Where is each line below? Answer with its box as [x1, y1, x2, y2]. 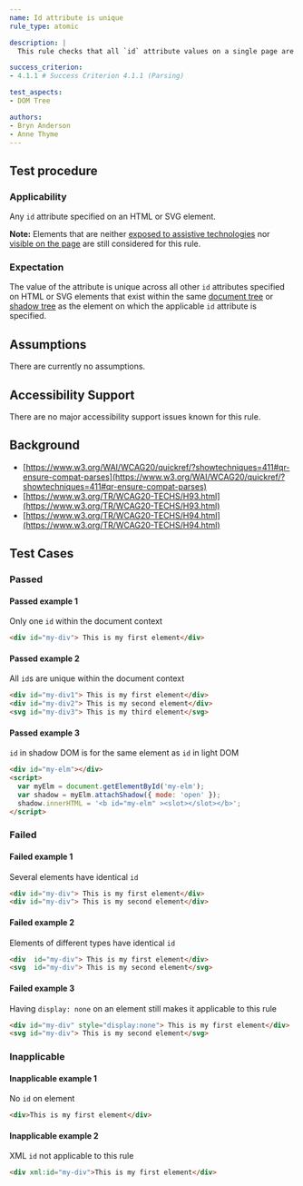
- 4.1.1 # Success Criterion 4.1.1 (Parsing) [9, 72, 184, 81]
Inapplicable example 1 [9, 1072, 98, 1083]
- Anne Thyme [9, 129, 59, 139]
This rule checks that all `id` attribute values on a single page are [17, 46, 295, 55]
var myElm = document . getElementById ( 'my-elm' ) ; [17, 782, 205, 791]
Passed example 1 [9, 596, 79, 607]
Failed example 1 [9, 851, 73, 862]
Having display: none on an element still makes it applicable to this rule [9, 1003, 278, 1013]
